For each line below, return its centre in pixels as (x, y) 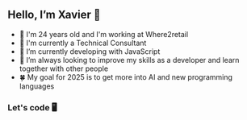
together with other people (64, 68)
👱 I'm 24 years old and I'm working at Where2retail (104, 34)
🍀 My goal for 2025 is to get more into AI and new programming (126, 77)
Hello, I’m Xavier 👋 (54, 15)
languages (37, 86)
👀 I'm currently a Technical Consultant (83, 43)
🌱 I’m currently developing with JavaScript (90, 51)
